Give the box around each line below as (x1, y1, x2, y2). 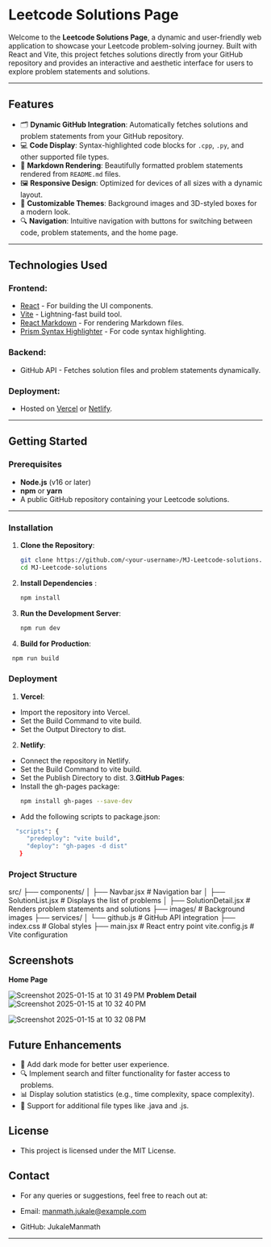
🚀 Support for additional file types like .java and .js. (19, 1100, 190, 1111)
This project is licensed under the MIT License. (19, 1145, 177, 1155)
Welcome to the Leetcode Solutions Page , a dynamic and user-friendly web (8, 32, 262, 42)
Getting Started (8, 434, 88, 449)
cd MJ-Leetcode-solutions (19, 563, 107, 571)
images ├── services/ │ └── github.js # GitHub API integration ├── (8, 913, 236, 923)
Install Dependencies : (19, 578, 97, 588)
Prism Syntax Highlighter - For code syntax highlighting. (19, 327, 206, 337)
